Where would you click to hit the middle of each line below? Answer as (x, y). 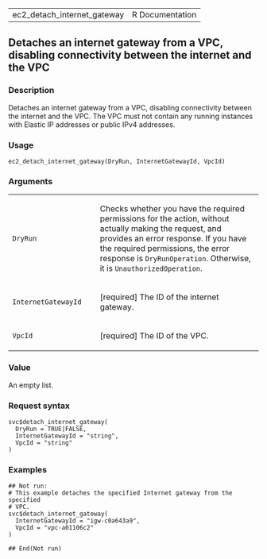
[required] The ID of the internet (159, 297)
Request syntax (39, 406)
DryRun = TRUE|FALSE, (51, 429)
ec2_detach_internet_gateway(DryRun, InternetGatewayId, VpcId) (117, 161)
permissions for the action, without (164, 219)
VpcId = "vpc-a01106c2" (54, 528)
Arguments (31, 181)
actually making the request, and (161, 229)
